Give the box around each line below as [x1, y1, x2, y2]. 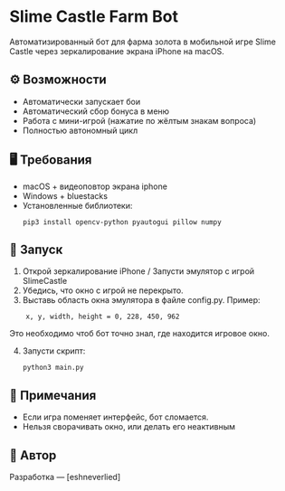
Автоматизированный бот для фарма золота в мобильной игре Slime [9, 36, 276, 47]
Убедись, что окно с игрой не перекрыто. [22, 285, 184, 296]
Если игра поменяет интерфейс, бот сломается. [22, 411, 209, 422]
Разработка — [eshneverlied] [9, 472, 121, 482]
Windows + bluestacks [22, 190, 109, 201]
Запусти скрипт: [22, 345, 86, 356]
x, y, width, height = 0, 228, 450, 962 [25, 312, 180, 322]
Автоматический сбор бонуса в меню [22, 106, 170, 117]
